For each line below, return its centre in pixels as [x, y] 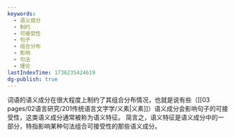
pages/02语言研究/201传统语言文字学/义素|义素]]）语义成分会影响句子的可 [115, 109]
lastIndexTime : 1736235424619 [52, 72]
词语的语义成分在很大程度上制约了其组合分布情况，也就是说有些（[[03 [109, 100]
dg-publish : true [33, 79]
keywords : [22, 14]
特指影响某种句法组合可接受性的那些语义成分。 [93, 126]
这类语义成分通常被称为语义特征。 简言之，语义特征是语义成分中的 [122, 117]
